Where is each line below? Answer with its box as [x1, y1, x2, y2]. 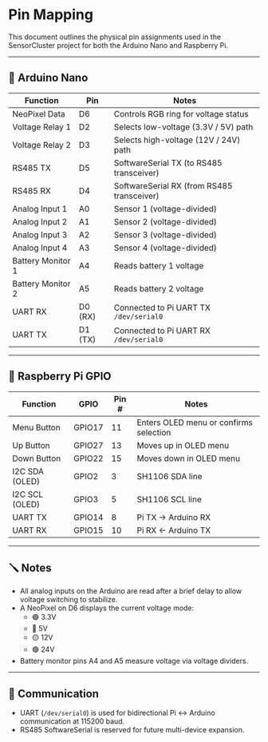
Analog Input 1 [12, 203, 68, 214]
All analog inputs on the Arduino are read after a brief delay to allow [19, 586, 242, 596]
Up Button [12, 439, 50, 450]
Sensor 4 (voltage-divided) [113, 242, 218, 253]
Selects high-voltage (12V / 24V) [113, 134, 241, 145]
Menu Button [12, 422, 61, 433]
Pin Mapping [8, 6, 94, 24]
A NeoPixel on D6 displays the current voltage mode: [19, 603, 195, 613]
